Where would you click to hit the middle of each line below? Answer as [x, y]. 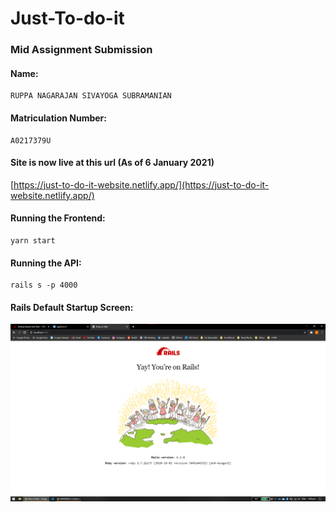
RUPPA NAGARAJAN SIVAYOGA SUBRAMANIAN [91, 96]
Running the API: [46, 263]
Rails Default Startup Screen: [72, 307]
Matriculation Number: [58, 118]
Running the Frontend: [58, 218]
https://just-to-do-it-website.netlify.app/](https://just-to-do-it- [141, 184]
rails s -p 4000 [44, 285]
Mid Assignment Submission [81, 50]
